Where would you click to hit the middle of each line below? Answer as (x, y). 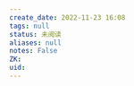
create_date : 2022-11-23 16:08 (67, 17)
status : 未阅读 (35, 34)
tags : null (29, 26)
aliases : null (36, 43)
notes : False (33, 51)
